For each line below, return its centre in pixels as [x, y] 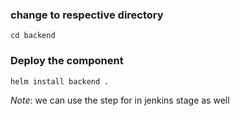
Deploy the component [67, 61]
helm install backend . [60, 81]
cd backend [33, 36]
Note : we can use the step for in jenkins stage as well [120, 100]
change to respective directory [87, 15]
